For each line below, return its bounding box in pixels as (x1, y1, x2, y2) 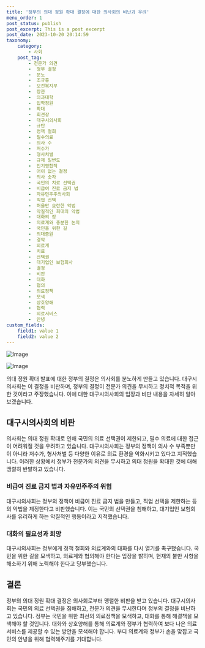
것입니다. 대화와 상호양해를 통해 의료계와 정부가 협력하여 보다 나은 (29, 620, 186, 627)
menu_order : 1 (6, 15, 43, 21)
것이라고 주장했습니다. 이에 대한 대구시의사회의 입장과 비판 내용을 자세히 (12, 390, 185, 397)
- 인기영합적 (28, 163, 58, 169)
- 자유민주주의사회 (28, 191, 70, 197)
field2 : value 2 (17, 333, 59, 340)
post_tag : (17, 55, 43, 61)
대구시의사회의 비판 (6, 417, 75, 428)
